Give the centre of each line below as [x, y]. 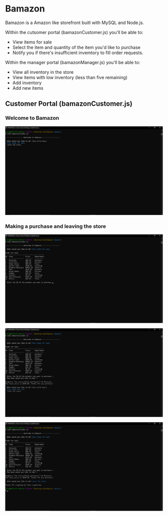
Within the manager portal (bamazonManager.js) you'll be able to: [73, 62]
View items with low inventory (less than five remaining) [70, 77]
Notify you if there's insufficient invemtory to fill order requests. [78, 53]
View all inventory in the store [43, 72]
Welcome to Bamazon [32, 118]
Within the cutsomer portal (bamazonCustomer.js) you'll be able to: [74, 32]
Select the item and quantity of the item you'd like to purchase [76, 47]
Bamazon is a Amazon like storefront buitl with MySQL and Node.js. [74, 23]
